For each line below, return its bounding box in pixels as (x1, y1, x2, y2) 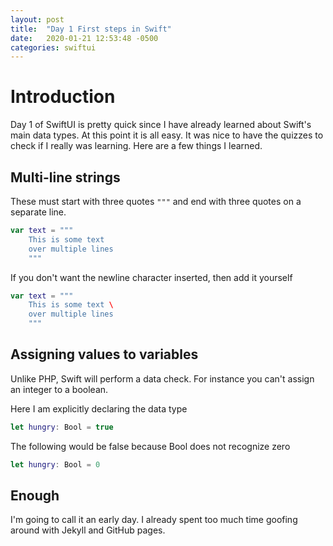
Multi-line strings (10, 169, 121, 186)
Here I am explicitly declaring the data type (10, 402, 188, 415)
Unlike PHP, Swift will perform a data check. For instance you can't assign (10, 372, 315, 385)
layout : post (10, 14, 65, 25)
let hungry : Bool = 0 (10, 459, 101, 470)
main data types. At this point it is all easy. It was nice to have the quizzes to (10, 129, 324, 141)
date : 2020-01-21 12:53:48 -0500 (10, 33, 159, 43)
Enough (10, 487, 60, 504)
